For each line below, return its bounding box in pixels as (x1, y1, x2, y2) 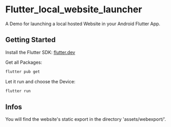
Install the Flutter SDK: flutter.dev (5, 49, 75, 55)
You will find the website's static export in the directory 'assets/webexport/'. (5, 116, 166, 122)
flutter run (5, 88, 31, 94)
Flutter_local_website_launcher (5, 4, 142, 15)
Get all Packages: (5, 59, 43, 65)
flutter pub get (5, 69, 40, 74)
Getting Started (5, 35, 56, 44)
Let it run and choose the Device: (5, 78, 75, 84)
